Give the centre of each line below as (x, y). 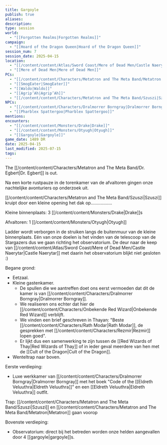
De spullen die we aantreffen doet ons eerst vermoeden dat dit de (87, 288)
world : (12, 33)
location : (15, 61)
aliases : (14, 19)
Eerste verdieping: (24, 366)
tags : (11, 153)
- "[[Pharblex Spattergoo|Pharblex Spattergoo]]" (62, 112)
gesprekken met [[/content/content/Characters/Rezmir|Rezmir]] (85, 330)
